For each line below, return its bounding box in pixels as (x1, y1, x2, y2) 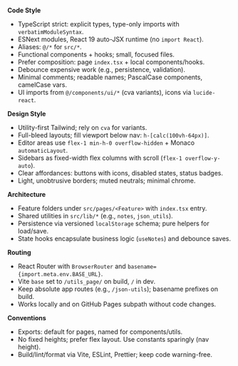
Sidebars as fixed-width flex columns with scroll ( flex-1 (17, 153, 182, 162)
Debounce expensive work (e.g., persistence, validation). (17, 66, 185, 73)
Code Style (7, 6, 41, 14)
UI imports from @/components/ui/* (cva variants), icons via (17, 88, 192, 96)
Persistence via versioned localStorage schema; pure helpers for (17, 219, 209, 228)
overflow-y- (185, 155, 221, 162)
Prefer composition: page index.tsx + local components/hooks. (17, 58, 205, 66)
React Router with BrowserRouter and (17, 262, 126, 270)
